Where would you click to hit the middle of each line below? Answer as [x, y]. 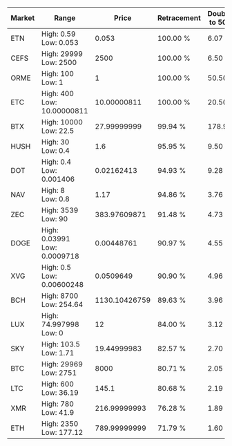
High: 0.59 [58, 34]
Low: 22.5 [58, 131]
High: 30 [55, 142]
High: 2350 [60, 424]
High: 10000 [62, 122]
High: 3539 [60, 210]
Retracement [180, 18]
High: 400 [58, 94]
